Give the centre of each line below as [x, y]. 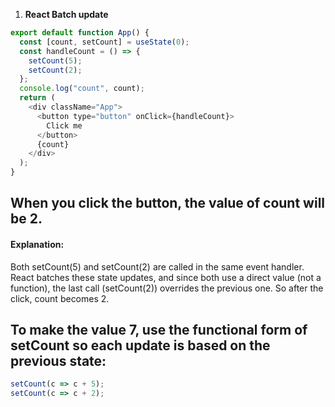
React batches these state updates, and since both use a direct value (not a [166, 277]
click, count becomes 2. [60, 298]
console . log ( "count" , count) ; [82, 89]
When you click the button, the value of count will [168, 203]
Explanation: [37, 244]
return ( [37, 98]
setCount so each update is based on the [140, 345]
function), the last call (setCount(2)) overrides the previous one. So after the [167, 288]
